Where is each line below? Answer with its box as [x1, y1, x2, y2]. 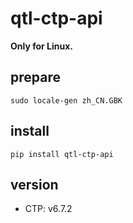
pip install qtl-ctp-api [10, 149, 114, 159]
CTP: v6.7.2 [24, 203, 73, 215]
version [10, 176, 59, 193]
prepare [10, 69, 61, 86]
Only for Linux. [10, 40, 73, 52]
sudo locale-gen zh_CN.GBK [10, 95, 123, 106]
